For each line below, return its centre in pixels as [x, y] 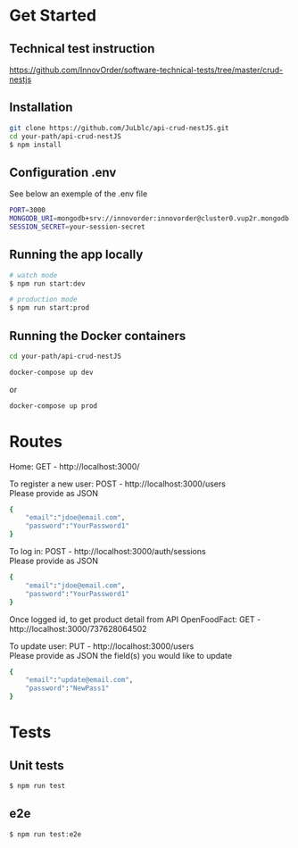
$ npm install [36, 145]
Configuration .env [63, 172]
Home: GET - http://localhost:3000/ [74, 466]
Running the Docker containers [98, 336]
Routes [36, 441]
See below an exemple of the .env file [79, 194]
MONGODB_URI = [33, 219]
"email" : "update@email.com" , [79, 680]
